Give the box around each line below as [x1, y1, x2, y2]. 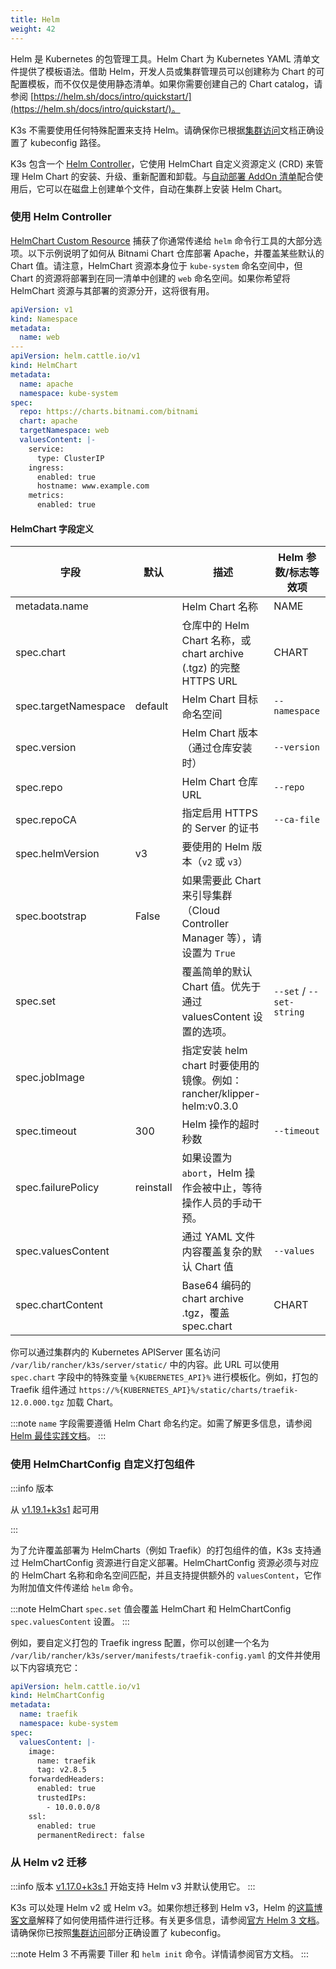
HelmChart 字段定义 [10, 522, 94, 535]
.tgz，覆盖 [181, 1306, 230, 1320]
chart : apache [19, 416, 78, 426]
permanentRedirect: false [36, 1830, 145, 1840]
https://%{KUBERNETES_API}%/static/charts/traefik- [78, 1386, 299, 1396]
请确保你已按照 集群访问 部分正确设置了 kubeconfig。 [10, 1926, 227, 1938]
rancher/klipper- [181, 1087, 262, 1101]
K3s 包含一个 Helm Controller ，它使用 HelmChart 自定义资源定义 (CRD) [10, 157, 304, 170]
